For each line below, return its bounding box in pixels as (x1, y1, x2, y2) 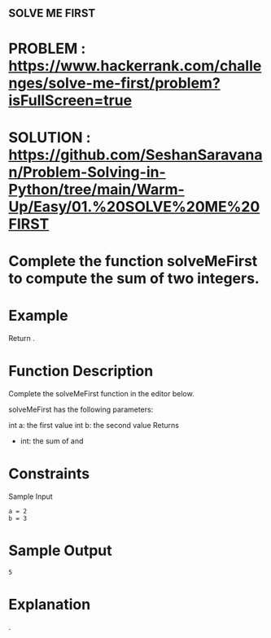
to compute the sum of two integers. (8, 269, 260, 287)
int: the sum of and (20, 435, 84, 446)
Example (8, 307, 68, 325)
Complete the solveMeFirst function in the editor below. (8, 388, 195, 398)
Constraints (8, 465, 90, 483)
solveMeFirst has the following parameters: (8, 404, 154, 414)
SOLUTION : (8, 128, 91, 146)
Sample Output (8, 541, 112, 560)
